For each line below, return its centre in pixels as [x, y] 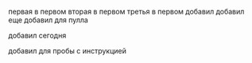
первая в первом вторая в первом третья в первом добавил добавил [126, 12]
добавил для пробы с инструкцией [68, 51]
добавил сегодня [37, 35]
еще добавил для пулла [48, 20]
